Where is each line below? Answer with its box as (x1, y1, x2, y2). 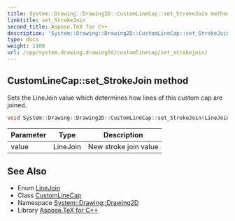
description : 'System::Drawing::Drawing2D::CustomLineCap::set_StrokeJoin (7, 29, 230, 37)
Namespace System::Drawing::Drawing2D (17, 199, 139, 207)
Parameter (10, 130, 47, 139)
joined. (7, 100, 27, 109)
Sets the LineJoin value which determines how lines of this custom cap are (7, 93, 223, 102)
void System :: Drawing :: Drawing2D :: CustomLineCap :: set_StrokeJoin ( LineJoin (7, 114, 230, 121)
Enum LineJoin (17, 184, 61, 192)
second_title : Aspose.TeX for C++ (7, 23, 108, 30)
